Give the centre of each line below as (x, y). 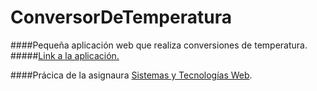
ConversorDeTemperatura (121, 17)
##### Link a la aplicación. (65, 55)
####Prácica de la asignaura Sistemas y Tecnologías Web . (131, 75)
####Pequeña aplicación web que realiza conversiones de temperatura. (159, 45)
